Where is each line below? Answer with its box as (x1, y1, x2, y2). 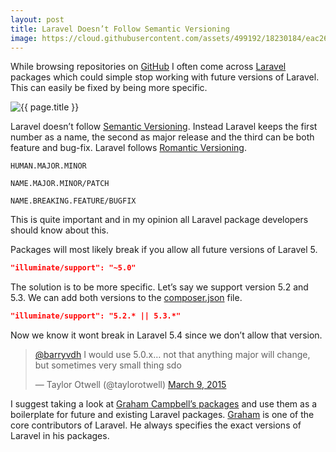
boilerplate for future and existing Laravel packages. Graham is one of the (10, 409, 315, 421)
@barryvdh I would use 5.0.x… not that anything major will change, (34, 349, 311, 361)
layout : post (10, 14, 65, 25)
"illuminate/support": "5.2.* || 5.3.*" (10, 311, 182, 321)
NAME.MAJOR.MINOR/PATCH (10, 179, 110, 189)
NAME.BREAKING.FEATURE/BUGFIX (10, 196, 137, 206)
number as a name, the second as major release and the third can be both (10, 131, 315, 143)
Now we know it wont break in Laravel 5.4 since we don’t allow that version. (10, 329, 323, 341)
